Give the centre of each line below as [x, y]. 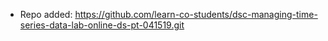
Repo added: [46, 14]
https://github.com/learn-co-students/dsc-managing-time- [196, 14]
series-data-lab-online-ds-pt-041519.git [102, 25]
